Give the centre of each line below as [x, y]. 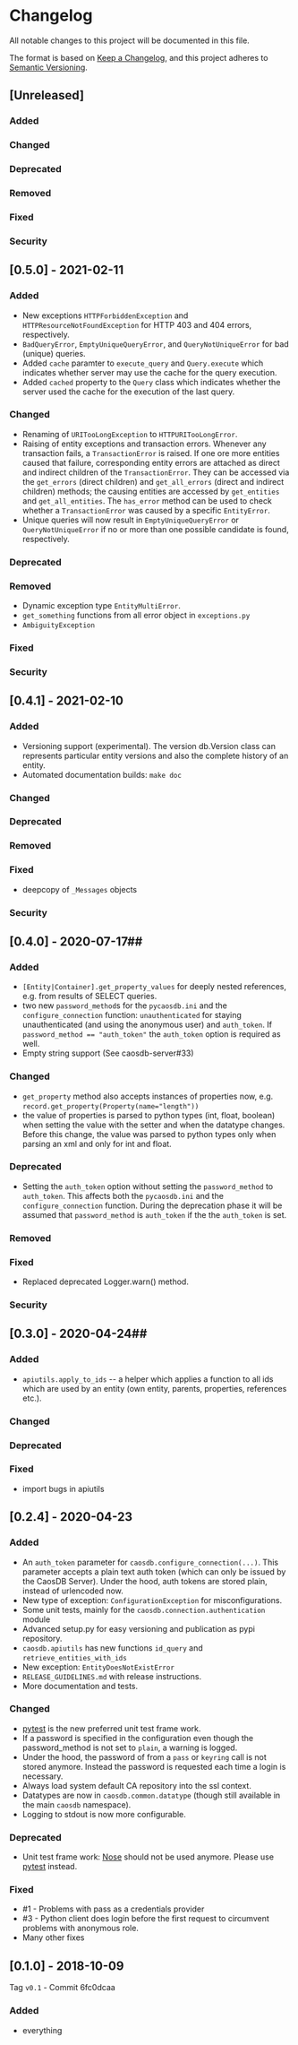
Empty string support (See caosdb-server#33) [108, 1053]
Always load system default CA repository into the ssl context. [137, 1785]
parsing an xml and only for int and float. [97, 1143]
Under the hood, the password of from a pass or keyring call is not [144, 1756]
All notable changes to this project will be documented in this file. [130, 40]
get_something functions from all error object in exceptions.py [136, 616]
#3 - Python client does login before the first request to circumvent [146, 1919]
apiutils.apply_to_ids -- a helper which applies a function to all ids [148, 1379]
